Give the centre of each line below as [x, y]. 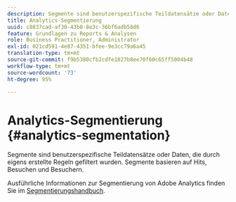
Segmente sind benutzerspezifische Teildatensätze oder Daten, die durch [113, 155]
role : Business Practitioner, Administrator [73, 40]
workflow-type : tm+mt [39, 66]
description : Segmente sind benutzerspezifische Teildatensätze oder [111, 14]
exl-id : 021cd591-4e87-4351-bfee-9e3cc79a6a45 [77, 46]
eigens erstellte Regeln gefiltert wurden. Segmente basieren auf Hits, [107, 162]
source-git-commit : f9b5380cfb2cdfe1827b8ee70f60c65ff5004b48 [100, 60]
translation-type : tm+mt [44, 53]
